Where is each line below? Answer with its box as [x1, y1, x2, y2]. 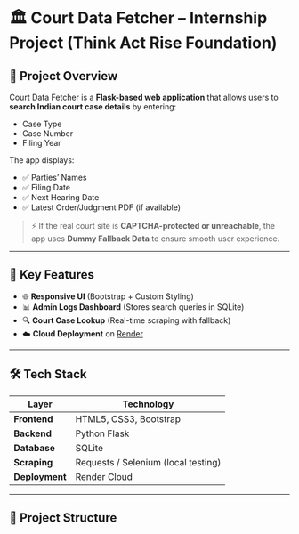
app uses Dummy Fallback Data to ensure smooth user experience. [30, 233, 280, 244]
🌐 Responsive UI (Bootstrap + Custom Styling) [21, 291, 194, 302]
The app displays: [9, 155, 75, 166]
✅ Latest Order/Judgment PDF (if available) [21, 202, 181, 213]
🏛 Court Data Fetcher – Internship [9, 8, 268, 28]
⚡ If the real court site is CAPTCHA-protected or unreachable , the [30, 221, 276, 231]
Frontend [13, 412, 53, 425]
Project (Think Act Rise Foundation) [9, 33, 278, 53]
